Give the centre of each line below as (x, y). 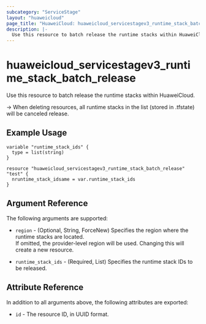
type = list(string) (38, 152)
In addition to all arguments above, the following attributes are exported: (97, 302)
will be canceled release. (38, 114)
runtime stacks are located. (50, 236)
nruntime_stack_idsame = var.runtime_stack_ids (74, 179)
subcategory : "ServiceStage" (44, 12)
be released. (31, 268)
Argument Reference (47, 203)
